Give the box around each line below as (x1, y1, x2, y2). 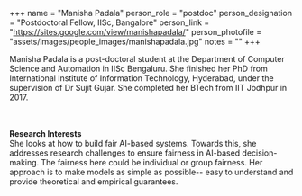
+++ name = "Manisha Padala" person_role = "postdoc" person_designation (9, 8, 293, 18)
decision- (242, 147, 278, 158)
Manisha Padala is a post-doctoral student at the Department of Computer (9, 54, 286, 64)
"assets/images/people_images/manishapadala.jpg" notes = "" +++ (9, 36, 261, 47)
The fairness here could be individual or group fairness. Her (41, 157, 263, 167)
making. (9, 157, 40, 167)
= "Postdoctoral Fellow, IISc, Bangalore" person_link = (9, 17, 210, 28)
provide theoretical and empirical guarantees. (9, 176, 178, 187)
